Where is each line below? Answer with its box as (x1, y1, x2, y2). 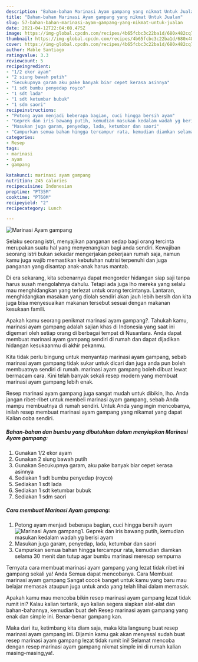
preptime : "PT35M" (6, 189, 51, 195)
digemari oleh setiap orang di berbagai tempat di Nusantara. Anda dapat (6, 330, 182, 337)
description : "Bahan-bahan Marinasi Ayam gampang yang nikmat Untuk (6, 8, 178, 15)
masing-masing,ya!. (6, 650, 54, 657)
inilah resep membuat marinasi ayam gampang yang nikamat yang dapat (6, 408, 183, 415)
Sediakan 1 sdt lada (14, 481, 62, 488)
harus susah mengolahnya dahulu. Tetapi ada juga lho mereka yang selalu (6, 281, 186, 288)
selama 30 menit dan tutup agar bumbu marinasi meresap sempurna (14, 553, 181, 560)
